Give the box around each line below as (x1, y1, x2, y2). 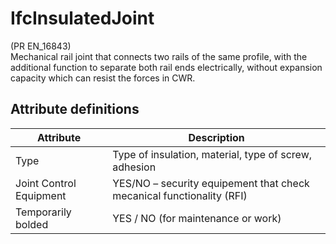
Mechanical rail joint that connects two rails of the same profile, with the (10, 50, 308, 62)
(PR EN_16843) (10, 40, 72, 52)
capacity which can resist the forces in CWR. (10, 72, 196, 84)
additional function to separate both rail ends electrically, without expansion (10, 61, 323, 73)
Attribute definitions (10, 101, 140, 118)
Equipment (15, 188, 67, 202)
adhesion (112, 160, 157, 174)
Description (188, 130, 245, 144)
